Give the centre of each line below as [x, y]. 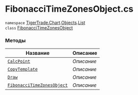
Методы [15, 40]
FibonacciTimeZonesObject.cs [69, 9]
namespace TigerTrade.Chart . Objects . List [45, 23]
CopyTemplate [23, 69]
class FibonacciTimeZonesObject [39, 27]
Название [38, 53]
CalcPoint [19, 61]
